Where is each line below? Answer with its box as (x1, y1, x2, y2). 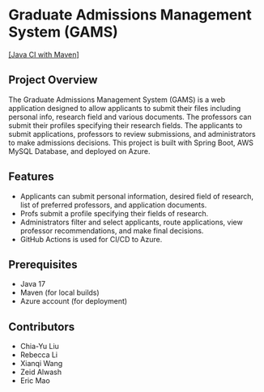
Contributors (8, 320, 75, 334)
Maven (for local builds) (19, 288, 100, 297)
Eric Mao (19, 376, 50, 386)
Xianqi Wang (19, 359, 63, 369)
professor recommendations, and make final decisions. (19, 225, 204, 236)
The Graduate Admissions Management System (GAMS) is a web (8, 95, 225, 104)
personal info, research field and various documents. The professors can (8, 112, 252, 121)
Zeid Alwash (19, 367, 62, 377)
